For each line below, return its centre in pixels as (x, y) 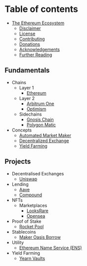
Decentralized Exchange (44, 140)
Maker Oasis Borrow (40, 237)
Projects (18, 162)
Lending (20, 184)
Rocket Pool (31, 226)
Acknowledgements (40, 49)
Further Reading (36, 55)
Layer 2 (27, 98)
